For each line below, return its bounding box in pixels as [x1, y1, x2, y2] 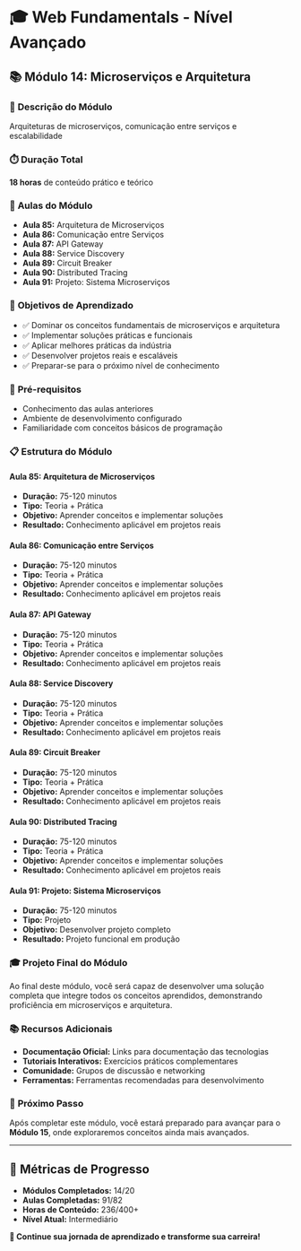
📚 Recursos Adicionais [9, 1022, 114, 1035]
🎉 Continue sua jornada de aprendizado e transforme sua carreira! [9, 1231, 262, 1242]
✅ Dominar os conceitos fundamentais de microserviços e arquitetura [21, 319, 280, 330]
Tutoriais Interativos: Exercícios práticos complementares [21, 1056, 239, 1066]
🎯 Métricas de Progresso [9, 1161, 150, 1177]
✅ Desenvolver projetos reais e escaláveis [21, 350, 178, 361]
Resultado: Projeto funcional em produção [21, 934, 181, 944]
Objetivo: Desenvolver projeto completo [21, 925, 172, 935]
